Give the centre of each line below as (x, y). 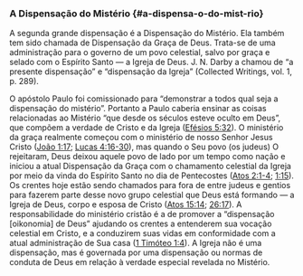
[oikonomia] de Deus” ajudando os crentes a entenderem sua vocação (141, 224)
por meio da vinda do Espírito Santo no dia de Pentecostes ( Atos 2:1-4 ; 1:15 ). (151, 176)
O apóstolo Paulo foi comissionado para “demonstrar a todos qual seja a (144, 99)
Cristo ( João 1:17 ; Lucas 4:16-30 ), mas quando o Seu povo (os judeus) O (144, 147)
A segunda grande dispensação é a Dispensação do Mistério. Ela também (147, 33)
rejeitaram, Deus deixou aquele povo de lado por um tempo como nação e (147, 157)
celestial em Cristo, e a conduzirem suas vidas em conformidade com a (142, 233)
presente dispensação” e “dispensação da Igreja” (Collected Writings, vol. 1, (151, 71)
